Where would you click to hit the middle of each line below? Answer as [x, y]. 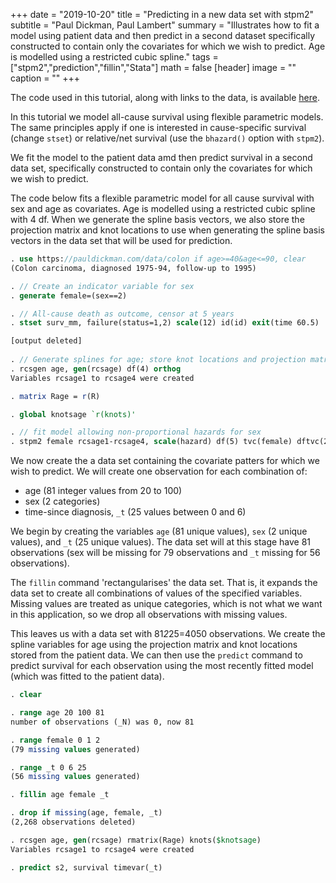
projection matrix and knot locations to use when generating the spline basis [168, 230]
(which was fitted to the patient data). [87, 676]
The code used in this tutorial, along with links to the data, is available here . [165, 97]
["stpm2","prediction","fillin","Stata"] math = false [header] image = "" [153, 67]
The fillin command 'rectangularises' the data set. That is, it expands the [164, 583]
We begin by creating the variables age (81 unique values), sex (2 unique [159, 531]
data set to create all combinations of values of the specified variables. [156, 593]
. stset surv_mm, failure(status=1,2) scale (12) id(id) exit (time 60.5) [165, 323]
